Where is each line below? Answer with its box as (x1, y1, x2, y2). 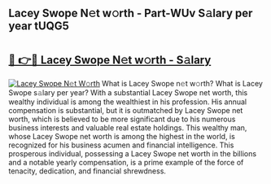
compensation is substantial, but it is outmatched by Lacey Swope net (8, 106, 243, 115)
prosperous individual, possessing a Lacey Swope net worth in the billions (8, 149, 257, 158)
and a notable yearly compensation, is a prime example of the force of (8, 158, 244, 167)
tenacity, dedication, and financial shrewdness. (8, 166, 167, 176)
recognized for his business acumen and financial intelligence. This (8, 140, 234, 150)
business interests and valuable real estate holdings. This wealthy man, (8, 123, 247, 133)
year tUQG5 (8, 20, 69, 33)
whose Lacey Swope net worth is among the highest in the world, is (8, 132, 236, 141)
